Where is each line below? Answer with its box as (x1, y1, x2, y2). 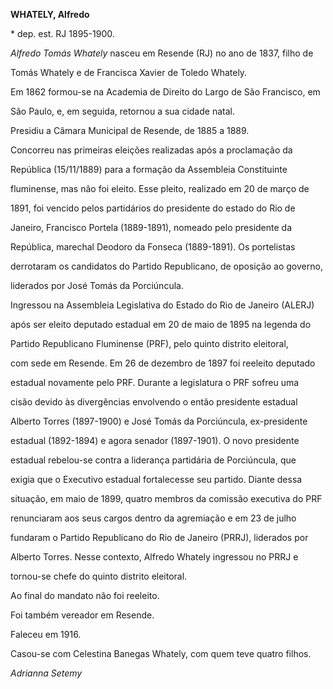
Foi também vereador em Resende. (10, 609, 155, 621)
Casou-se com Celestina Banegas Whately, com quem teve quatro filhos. (10, 648, 312, 659)
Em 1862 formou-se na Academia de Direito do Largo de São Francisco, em (10, 86, 321, 98)
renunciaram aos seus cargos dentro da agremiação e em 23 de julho (10, 512, 297, 524)
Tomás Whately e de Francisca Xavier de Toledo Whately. (10, 67, 248, 78)
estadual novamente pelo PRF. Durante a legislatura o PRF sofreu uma (10, 377, 300, 388)
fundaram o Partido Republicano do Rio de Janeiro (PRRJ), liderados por (10, 532, 309, 543)
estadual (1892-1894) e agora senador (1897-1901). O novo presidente (10, 435, 300, 446)
